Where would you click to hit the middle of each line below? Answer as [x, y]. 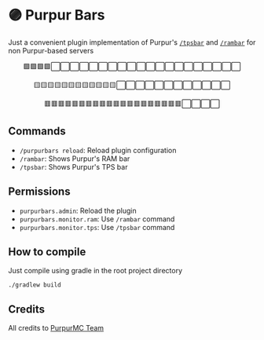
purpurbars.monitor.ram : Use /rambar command [97, 219]
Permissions [39, 192]
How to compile [47, 252]
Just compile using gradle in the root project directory [95, 271]
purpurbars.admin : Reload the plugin [78, 210]
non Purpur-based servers [51, 50]
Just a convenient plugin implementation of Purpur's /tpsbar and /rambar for [132, 42]
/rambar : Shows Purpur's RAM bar [75, 159]
